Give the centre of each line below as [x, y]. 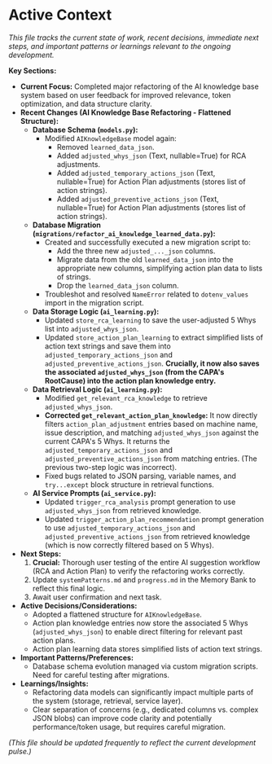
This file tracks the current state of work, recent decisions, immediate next [134, 37]
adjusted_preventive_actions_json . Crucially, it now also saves [152, 363]
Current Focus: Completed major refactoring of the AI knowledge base [139, 86]
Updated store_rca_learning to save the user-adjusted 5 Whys [150, 320]
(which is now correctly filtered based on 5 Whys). [129, 545]
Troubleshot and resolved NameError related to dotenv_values [147, 294]
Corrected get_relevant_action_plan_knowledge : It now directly [151, 415]
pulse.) [20, 751]
